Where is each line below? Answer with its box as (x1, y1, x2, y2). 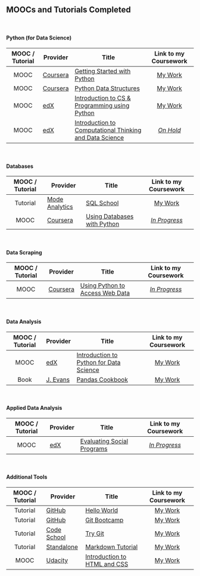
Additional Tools (6, 473, 48, 480)
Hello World (85, 506, 118, 514)
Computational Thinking (74, 126, 142, 134)
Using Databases (86, 212, 134, 220)
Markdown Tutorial (85, 543, 138, 552)
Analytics (46, 203, 73, 211)
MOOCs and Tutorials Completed (6, 5, 131, 15)
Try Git (85, 529, 104, 538)
